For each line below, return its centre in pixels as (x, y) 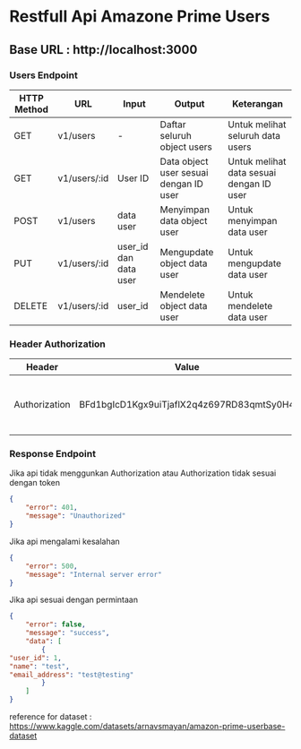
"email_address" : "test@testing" (72, 675)
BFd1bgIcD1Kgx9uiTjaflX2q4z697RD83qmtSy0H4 (187, 405)
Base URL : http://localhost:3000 (103, 50)
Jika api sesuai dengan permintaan (74, 600)
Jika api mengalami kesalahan (65, 541)
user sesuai (184, 172)
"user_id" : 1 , (36, 658)
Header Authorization (57, 344)
